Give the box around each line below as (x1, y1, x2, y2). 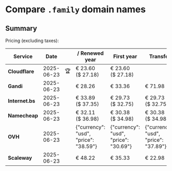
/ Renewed (77, 50, 104, 57)
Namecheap (8, 112, 38, 119)
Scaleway (8, 155, 32, 161)
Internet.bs (8, 97, 36, 104)
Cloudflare (8, 68, 34, 75)
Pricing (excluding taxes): (5, 37, 59, 44)
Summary (5, 24, 37, 33)
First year (113, 53, 137, 60)
